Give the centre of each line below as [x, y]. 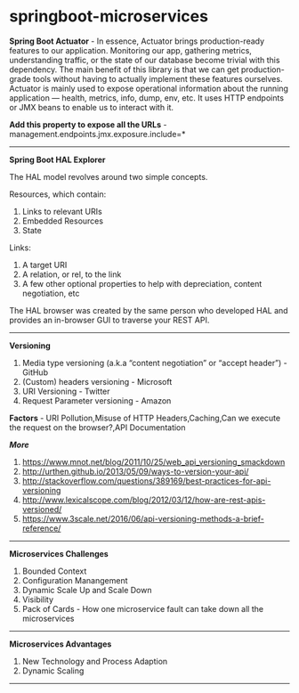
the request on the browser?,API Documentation [97, 427]
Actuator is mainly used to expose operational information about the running [149, 88]
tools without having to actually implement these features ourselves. [158, 78]
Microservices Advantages [61, 644]
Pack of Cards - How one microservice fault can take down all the [143, 608]
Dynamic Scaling [53, 671]
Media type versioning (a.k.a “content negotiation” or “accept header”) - [154, 363]
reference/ [41, 528]
